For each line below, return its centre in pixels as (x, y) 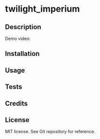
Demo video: (18, 38)
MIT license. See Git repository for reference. (50, 132)
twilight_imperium (42, 9)
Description (23, 27)
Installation (22, 54)
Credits (17, 103)
